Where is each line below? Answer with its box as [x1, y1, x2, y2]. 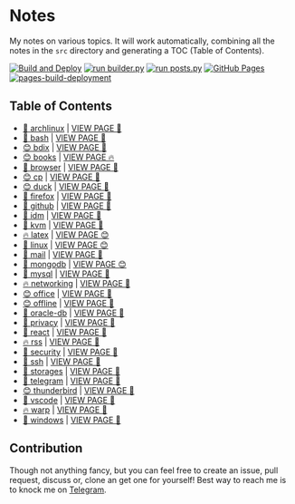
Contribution [9, 441, 83, 456]
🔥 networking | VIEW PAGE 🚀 [22, 277, 131, 288]
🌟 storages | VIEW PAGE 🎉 [22, 365, 120, 376]
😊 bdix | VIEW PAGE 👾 [22, 141, 107, 152]
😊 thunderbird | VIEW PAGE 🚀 [22, 384, 135, 395]
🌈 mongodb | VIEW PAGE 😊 [22, 258, 127, 269]
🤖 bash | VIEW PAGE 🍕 [22, 132, 107, 143]
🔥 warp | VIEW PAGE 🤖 [22, 404, 108, 415]
